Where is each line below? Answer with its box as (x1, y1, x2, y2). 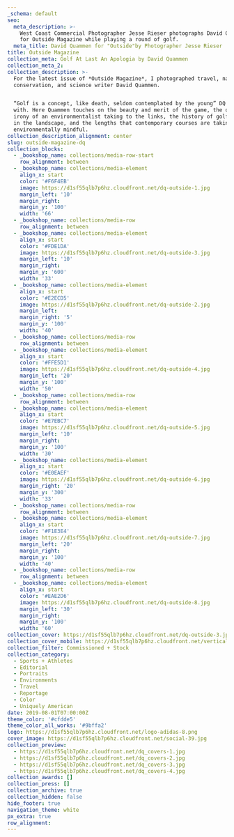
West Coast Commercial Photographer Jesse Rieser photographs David (19, 29, 223, 37)
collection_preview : (7, 742, 68, 748)
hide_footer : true (7, 799, 61, 807)
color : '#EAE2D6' (19, 592, 70, 599)
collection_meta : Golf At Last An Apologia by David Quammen (7, 56, 189, 63)
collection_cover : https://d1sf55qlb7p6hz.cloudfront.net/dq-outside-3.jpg (7, 631, 232, 638)
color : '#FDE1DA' (19, 243, 70, 249)
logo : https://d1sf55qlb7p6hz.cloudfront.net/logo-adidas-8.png (7, 729, 198, 736)
